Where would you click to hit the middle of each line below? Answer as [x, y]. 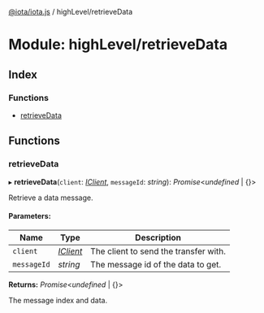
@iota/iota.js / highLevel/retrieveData [71, 12]
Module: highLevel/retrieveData [118, 45]
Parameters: [30, 216]
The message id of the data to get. [156, 264]
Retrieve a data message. [51, 198]
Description [158, 237]
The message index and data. [58, 300]
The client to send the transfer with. [158, 251]
